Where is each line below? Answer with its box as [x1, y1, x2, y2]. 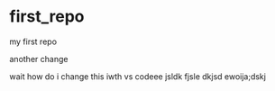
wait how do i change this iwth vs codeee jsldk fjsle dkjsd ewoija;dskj [9, 70, 266, 82]
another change [9, 53, 69, 64]
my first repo [9, 36, 57, 47]
